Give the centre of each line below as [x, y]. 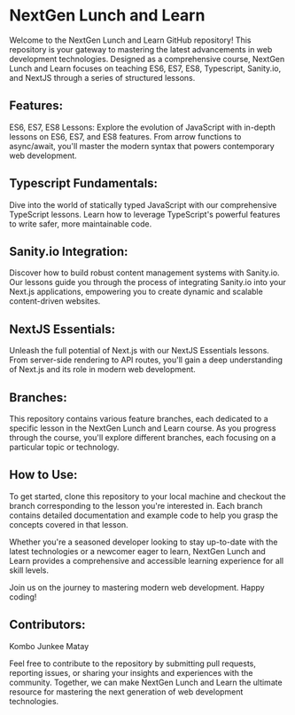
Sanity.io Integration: [69, 251]
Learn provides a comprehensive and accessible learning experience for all [147, 560]
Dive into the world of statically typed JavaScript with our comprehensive [143, 204]
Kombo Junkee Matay [49, 646]
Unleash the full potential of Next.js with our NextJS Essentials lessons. [140, 351]
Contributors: [47, 625]
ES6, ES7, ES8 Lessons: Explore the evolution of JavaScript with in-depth [143, 127]
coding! [23, 597]
